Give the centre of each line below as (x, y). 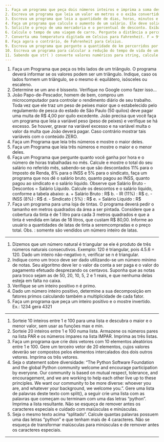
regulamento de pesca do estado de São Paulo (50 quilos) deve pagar (82, 111)
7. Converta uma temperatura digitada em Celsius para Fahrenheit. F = (79, 37)
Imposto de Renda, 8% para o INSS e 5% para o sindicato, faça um (80, 173)
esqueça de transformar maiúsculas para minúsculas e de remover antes (85, 425)
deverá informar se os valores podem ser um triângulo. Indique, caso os (84, 74)
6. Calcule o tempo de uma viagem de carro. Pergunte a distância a (76, 32)
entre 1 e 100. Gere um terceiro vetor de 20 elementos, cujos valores (81, 347)
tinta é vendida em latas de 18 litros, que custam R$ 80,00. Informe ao (82, 220)
